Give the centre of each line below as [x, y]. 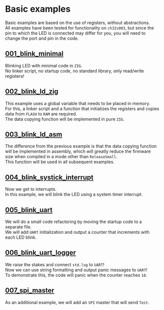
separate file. [18, 227]
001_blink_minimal [34, 54]
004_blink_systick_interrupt [49, 177]
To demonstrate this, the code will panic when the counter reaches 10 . [76, 275]
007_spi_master [30, 291]
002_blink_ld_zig [32, 92]
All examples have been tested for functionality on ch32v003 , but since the [80, 28]
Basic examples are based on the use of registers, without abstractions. [78, 23]
